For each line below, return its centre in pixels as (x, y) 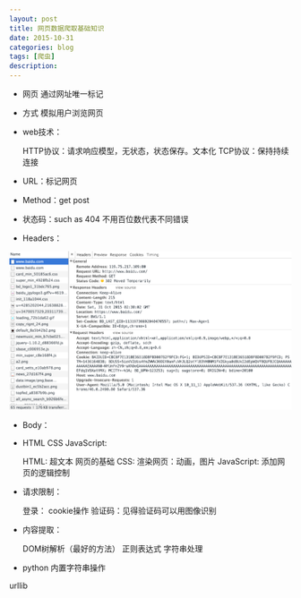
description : (34, 66)
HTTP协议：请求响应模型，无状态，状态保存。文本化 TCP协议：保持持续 (155, 151)
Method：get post (56, 200)
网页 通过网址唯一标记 (63, 94)
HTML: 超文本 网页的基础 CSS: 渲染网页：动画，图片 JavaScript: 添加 (150, 461)
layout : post (34, 19)
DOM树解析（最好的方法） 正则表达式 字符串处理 (112, 548)
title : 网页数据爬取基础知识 (57, 28)
